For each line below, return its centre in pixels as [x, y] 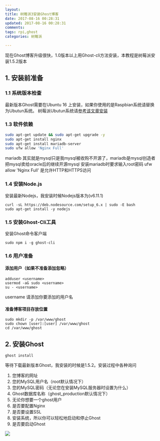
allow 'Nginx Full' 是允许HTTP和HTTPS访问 [48, 170]
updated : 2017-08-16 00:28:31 [36, 23]
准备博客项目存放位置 [26, 309]
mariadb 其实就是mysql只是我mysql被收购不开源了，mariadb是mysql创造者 [80, 158]
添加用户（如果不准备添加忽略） [37, 268]
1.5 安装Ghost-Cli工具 [31, 222]
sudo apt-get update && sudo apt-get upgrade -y [55, 135]
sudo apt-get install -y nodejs [38, 209]
